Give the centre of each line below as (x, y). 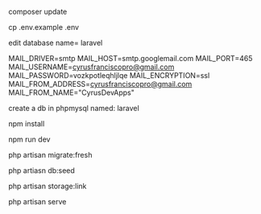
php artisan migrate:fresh (50, 155)
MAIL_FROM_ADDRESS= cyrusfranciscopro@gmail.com (100, 84)
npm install (27, 123)
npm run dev (29, 139)
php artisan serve (37, 202)
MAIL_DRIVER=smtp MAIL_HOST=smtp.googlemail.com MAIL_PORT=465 (130, 58)
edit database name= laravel (56, 43)
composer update (38, 12)
